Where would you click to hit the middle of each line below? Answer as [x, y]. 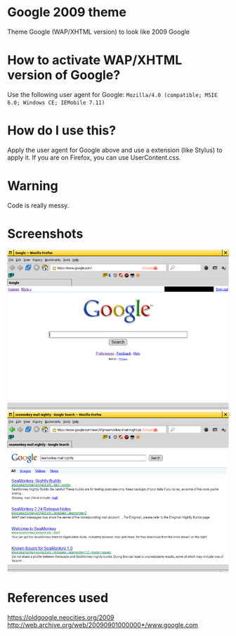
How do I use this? [62, 131]
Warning [33, 186]
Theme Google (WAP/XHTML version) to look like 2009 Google [98, 32]
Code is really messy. [38, 205]
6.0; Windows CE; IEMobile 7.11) [56, 103]
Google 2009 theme [67, 12]
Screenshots [45, 234]
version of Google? [64, 75]
